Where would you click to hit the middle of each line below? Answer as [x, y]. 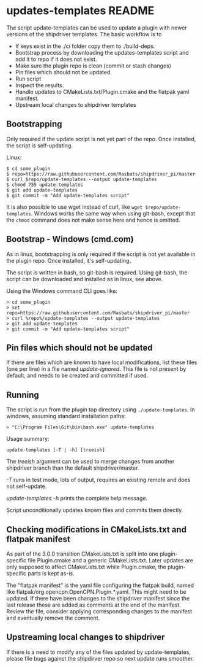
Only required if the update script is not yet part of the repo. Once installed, [101, 139]
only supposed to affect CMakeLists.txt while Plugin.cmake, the [86, 567]
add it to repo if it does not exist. [56, 59]
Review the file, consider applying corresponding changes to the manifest [99, 611]
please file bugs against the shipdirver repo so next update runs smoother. [100, 658]
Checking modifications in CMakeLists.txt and [96, 530]
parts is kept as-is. [51, 573]
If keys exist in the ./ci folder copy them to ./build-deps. [85, 46]
